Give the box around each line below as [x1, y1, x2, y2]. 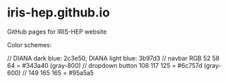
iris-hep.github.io [7, 5, 110, 21]
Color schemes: [7, 40, 52, 49]
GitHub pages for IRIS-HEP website [7, 27, 107, 36]
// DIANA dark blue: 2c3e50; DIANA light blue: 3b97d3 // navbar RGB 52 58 [7, 54, 220, 62]
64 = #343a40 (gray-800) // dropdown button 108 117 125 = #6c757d [7, 61, 203, 69]
